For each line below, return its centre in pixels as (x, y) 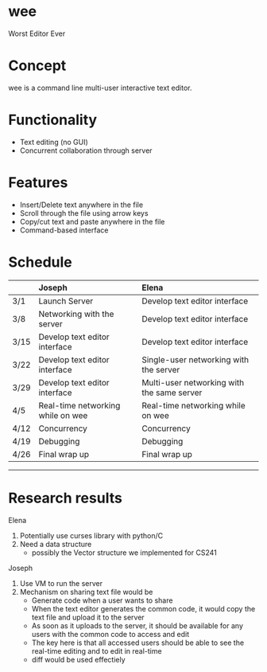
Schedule (41, 262)
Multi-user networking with (193, 382)
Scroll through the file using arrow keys (84, 213)
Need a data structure (56, 544)
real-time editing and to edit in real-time (97, 651)
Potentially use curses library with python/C (91, 535)
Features (38, 182)
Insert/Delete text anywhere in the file (81, 205)
